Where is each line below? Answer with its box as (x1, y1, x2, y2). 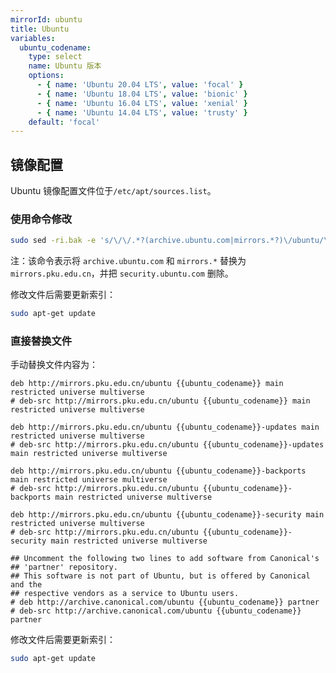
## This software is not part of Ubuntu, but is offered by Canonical (10, 571, 311, 581)
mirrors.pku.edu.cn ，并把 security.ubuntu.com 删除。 (10, 267, 234, 280)
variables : (10, 33, 56, 43)
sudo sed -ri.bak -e (10, 236, 97, 246)
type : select (28, 52, 83, 62)
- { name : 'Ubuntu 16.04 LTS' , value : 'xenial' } (36, 98, 248, 108)
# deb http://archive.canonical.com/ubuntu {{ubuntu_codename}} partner (10, 597, 320, 608)
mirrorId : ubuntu (10, 14, 83, 25)
